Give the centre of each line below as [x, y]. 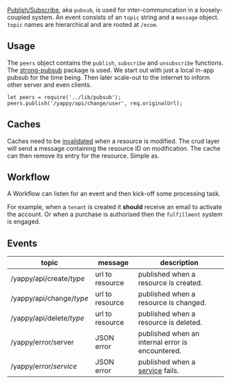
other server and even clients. [49, 85]
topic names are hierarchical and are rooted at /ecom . [82, 24]
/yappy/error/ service [44, 366]
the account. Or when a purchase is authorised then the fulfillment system [115, 214]
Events [22, 243]
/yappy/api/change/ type [49, 299]
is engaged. [24, 222]
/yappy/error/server [42, 342]
